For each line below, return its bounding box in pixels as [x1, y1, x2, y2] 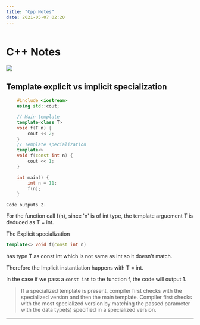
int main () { [17, 174, 49, 181]
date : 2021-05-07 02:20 [6, 14, 65, 20]
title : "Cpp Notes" [6, 8, 55, 15]
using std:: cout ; [17, 103, 60, 109]
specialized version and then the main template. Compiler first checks [20, 293, 192, 301]
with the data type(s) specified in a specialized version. [20, 307, 157, 314]
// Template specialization [17, 141, 86, 148]
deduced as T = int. [6, 219, 54, 226]
